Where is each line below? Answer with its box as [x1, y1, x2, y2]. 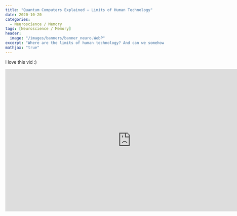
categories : [5, 17, 30, 22]
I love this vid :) [5, 59, 37, 65]
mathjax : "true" [5, 45, 39, 50]
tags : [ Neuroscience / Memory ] [5, 26, 71, 31]
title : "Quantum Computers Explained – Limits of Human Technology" [5, 7, 153, 13]
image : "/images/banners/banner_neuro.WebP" [10, 36, 105, 41]
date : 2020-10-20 [5, 12, 42, 17]
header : [5, 31, 22, 36]
